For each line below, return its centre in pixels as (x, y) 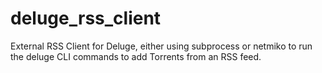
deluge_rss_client (86, 18)
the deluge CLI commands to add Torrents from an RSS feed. (136, 56)
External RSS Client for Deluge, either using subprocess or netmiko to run (161, 46)
